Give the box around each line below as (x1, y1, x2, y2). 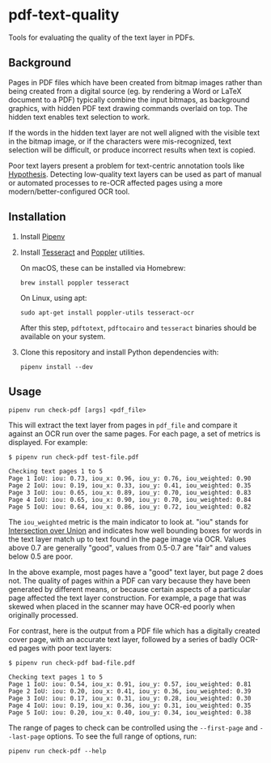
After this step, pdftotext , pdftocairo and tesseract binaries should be (19, 323, 257, 332)
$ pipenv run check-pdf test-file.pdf (8, 453, 139, 461)
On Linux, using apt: (19, 293, 87, 302)
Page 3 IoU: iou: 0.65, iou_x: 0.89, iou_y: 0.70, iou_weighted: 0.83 (8, 489, 252, 497)
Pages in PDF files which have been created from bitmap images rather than (8, 77, 263, 87)
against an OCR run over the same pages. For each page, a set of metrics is (8, 429, 261, 439)
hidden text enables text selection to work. (8, 112, 150, 122)
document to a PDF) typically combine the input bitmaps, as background (8, 95, 250, 105)
